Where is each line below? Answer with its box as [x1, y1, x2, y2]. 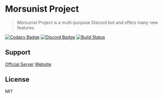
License [5, 76, 30, 84]
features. [17, 24, 36, 30]
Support [5, 48, 31, 57]
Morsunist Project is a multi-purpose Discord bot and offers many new [17, 20, 158, 25]
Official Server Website [5, 61, 52, 67]
